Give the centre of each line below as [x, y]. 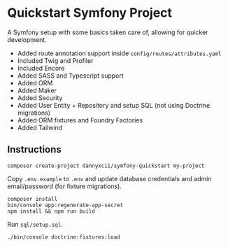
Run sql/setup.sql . [35, 224]
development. [27, 39]
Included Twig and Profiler [55, 60]
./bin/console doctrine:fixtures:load [64, 237]
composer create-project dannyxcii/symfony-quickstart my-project [106, 166]
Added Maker [37, 90]
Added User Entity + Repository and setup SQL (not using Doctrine [114, 105]
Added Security [40, 98]
